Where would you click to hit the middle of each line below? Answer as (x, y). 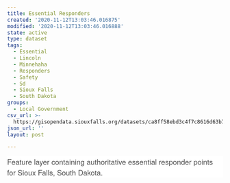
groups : (18, 103)
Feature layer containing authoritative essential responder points (110, 162)
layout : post (26, 134)
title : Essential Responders (49, 13)
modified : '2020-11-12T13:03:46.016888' (66, 26)
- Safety (26, 77)
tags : (15, 45)
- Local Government (41, 109)
